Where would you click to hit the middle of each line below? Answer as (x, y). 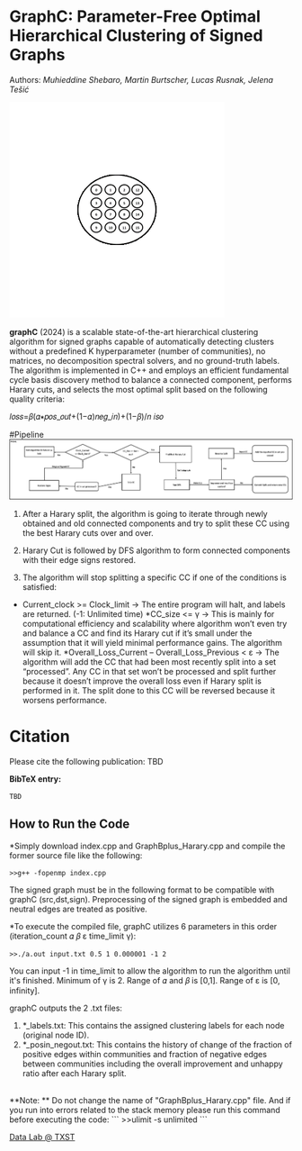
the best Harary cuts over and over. (88, 532)
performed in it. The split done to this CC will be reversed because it (149, 690)
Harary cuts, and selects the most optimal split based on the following (138, 389)
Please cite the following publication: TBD (86, 761)
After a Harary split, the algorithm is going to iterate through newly (145, 513)
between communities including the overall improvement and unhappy (152, 1064)
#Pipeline (27, 434)
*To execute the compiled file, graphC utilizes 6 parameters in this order (143, 926)
